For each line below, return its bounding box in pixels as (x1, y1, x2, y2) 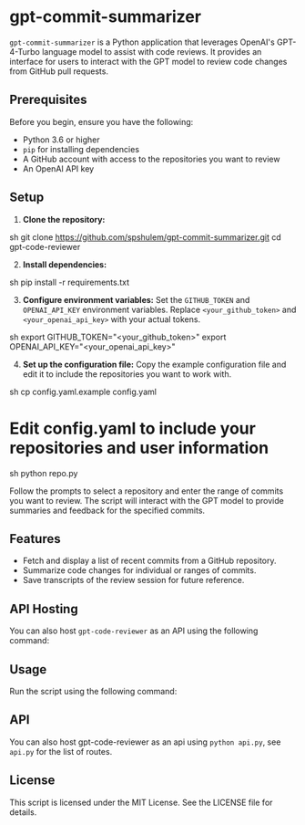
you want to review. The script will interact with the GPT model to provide (9, 495, 284, 506)
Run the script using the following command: (9, 685, 178, 696)
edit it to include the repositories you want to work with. (22, 368, 232, 380)
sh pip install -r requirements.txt (9, 277, 130, 287)
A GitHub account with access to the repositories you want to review (22, 153, 280, 164)
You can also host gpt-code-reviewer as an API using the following (9, 625, 259, 636)
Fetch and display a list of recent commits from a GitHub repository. (22, 555, 277, 567)
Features (9, 531, 61, 547)
